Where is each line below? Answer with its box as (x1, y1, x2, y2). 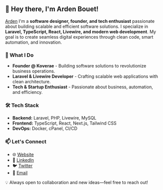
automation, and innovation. (5, 39, 62, 45)
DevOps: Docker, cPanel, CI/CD (12, 126, 78, 131)
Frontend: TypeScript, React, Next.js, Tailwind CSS (12, 120, 117, 127)
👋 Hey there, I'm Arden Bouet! (5, 5, 99, 13)
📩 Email (12, 170, 28, 176)
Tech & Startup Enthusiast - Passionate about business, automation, (12, 84, 153, 90)
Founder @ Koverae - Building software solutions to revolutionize (12, 63, 147, 69)
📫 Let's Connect (5, 138, 47, 145)
